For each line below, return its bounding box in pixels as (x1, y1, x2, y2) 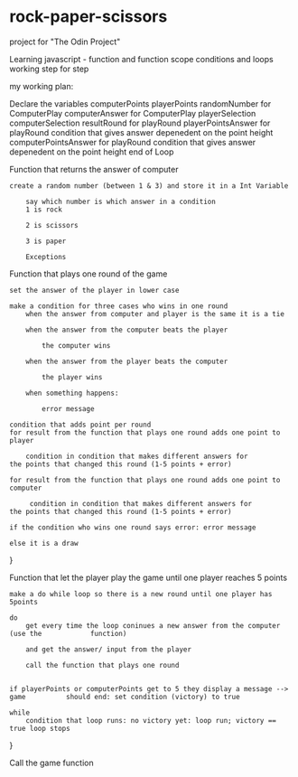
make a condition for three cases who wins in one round (9, 301, 228, 311)
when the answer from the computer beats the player (25, 325, 228, 334)
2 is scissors (25, 220, 79, 229)
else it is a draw (9, 538, 79, 548)
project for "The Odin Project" (9, 36, 121, 47)
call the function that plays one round (25, 660, 180, 669)
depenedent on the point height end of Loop (9, 146, 174, 157)
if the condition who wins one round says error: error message (9, 522, 256, 532)
